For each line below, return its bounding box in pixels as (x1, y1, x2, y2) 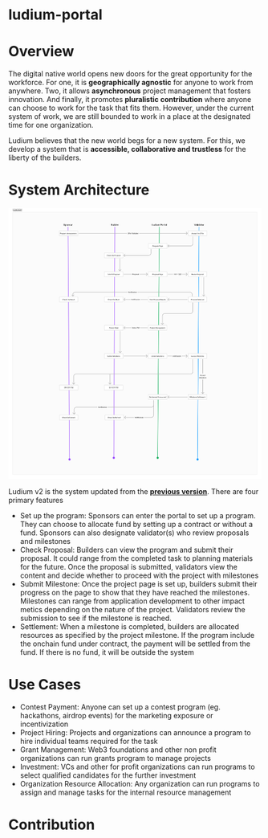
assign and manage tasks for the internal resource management (19, 787, 232, 797)
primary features (8, 495, 64, 505)
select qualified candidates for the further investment (19, 770, 197, 780)
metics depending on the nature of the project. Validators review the (19, 604, 246, 614)
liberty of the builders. (8, 153, 82, 162)
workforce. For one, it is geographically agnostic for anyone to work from (8, 78, 254, 88)
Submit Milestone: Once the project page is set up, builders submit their (19, 578, 258, 588)
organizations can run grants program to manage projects (19, 753, 211, 762)
